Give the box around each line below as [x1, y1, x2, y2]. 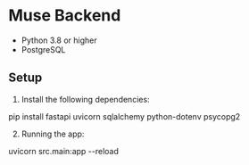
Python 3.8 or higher [21, 35, 97, 45]
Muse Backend [8, 5, 121, 26]
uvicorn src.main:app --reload [8, 145, 120, 156]
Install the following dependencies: [21, 94, 150, 104]
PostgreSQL [21, 44, 66, 54]
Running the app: [21, 128, 85, 139]
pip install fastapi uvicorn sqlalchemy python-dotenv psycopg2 [8, 111, 241, 121]
